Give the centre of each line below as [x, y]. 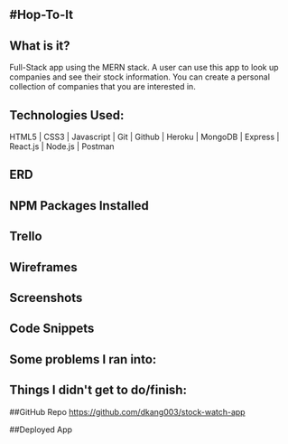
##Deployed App [41, 430]
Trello [26, 236]
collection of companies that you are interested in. [102, 87]
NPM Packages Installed [79, 206]
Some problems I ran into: [83, 359]
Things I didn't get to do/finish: [98, 390]
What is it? [40, 46]
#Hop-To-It [42, 15]
